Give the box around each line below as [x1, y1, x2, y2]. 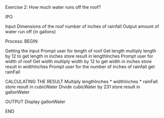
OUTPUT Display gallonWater [5, 99, 66, 105]
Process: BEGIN [5, 38, 38, 44]
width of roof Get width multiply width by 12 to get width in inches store [5, 59, 152, 64]
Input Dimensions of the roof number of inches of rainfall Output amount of [5, 23, 160, 29]
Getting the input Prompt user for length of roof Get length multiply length [5, 48, 157, 54]
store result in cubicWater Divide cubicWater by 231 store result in [5, 84, 141, 90]
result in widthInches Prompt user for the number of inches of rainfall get [5, 64, 155, 69]
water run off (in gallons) [5, 29, 56, 34]
